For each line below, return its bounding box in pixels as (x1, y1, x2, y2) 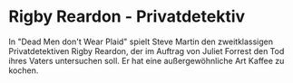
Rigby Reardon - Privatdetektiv (8, 6, 246, 27)
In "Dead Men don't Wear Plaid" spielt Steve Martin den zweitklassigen (8, 36, 274, 47)
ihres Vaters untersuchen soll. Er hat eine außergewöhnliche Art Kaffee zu (8, 55, 285, 66)
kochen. (8, 65, 39, 76)
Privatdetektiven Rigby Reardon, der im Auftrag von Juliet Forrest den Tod (8, 45, 285, 56)
